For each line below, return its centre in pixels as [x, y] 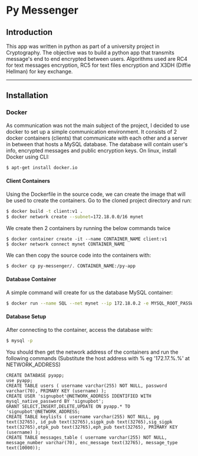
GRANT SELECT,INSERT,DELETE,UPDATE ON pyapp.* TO [68, 406]
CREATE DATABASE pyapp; [35, 375]
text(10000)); [24, 448]
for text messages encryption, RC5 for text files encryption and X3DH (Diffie [99, 65]
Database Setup [26, 316]
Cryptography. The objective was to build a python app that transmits [90, 53]
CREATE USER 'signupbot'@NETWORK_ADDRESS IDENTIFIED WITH [79, 396]
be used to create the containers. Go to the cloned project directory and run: [99, 200]
